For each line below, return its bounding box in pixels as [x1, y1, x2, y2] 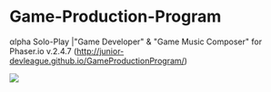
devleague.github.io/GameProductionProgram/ [9, 55, 185, 66]
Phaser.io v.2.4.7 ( [9, 45, 77, 56]
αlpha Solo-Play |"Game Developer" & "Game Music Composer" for [9, 36, 262, 47]
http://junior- [76, 45, 125, 56]
